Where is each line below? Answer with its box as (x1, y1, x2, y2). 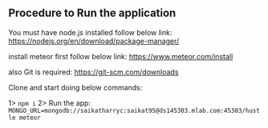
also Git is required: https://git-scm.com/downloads (8, 67, 179, 77)
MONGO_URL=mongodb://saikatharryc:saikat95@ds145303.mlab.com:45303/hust (8, 106, 261, 114)
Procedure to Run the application (8, 6, 177, 20)
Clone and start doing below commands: (8, 82, 143, 92)
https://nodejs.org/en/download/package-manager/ (8, 36, 180, 46)
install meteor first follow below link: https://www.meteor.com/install (8, 51, 233, 61)
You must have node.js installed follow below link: (8, 27, 173, 37)
